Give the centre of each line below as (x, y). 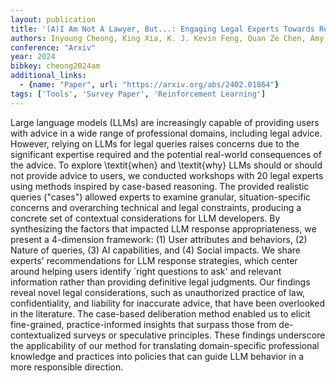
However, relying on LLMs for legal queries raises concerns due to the (155, 143)
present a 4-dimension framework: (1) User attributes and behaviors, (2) (159, 239)
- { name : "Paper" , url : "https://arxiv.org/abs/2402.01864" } (149, 85)
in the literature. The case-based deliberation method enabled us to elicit (160, 313)
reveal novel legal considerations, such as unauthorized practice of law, (158, 292)
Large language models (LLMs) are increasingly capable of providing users (165, 122)
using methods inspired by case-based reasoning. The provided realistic (160, 186)
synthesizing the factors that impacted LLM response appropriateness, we (163, 228)
